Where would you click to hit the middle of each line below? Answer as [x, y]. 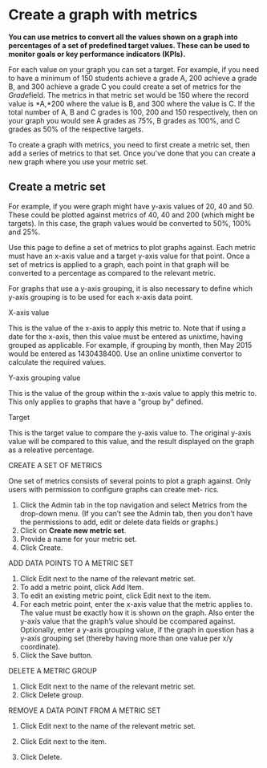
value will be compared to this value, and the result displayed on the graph [131, 441]
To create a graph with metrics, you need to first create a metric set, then [129, 144]
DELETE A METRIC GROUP [53, 670]
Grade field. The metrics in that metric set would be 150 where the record [128, 95]
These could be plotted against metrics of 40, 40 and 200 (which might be [131, 215]
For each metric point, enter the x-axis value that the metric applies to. [136, 604]
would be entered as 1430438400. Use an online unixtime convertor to [125, 354]
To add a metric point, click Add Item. [82, 587]
